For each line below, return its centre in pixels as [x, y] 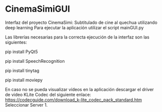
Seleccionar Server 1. [26, 105]
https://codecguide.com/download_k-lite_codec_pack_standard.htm [74, 100]
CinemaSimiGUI [38, 9]
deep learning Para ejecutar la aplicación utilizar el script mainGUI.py [74, 27]
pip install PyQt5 [21, 52]
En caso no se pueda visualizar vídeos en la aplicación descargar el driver [80, 89]
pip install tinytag [22, 70]
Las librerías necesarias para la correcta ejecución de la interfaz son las [77, 37]
